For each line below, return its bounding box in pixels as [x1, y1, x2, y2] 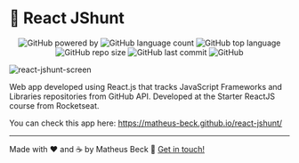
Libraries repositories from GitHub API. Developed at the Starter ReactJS [9, 91, 276, 102]
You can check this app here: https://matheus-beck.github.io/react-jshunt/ [9, 118, 283, 128]
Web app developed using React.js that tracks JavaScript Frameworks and [9, 81, 283, 92]
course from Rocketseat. [9, 100, 100, 110]
